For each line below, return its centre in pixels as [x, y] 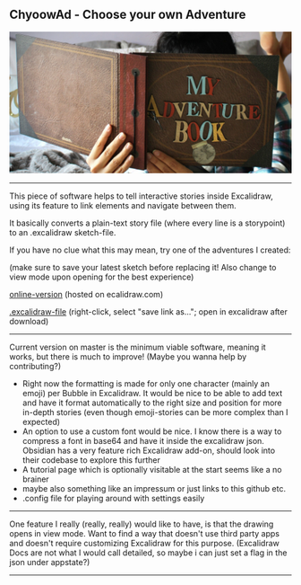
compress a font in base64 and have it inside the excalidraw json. [143, 440]
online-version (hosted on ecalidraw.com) [86, 294]
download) [29, 321]
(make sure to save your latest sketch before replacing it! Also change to [143, 267]
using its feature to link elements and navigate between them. [123, 205]
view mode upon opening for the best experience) [102, 277]
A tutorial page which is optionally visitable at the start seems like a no [152, 469]
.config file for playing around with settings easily [113, 498]
